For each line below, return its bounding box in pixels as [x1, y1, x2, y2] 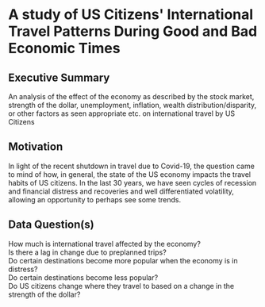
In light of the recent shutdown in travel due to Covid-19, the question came [8, 161, 255, 171]
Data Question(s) [8, 218, 94, 232]
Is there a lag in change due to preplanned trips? [8, 248, 167, 257]
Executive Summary [8, 71, 110, 84]
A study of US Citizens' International [8, 6, 254, 24]
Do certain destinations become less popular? [8, 272, 159, 282]
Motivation [8, 140, 63, 154]
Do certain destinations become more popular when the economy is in [8, 255, 238, 265]
